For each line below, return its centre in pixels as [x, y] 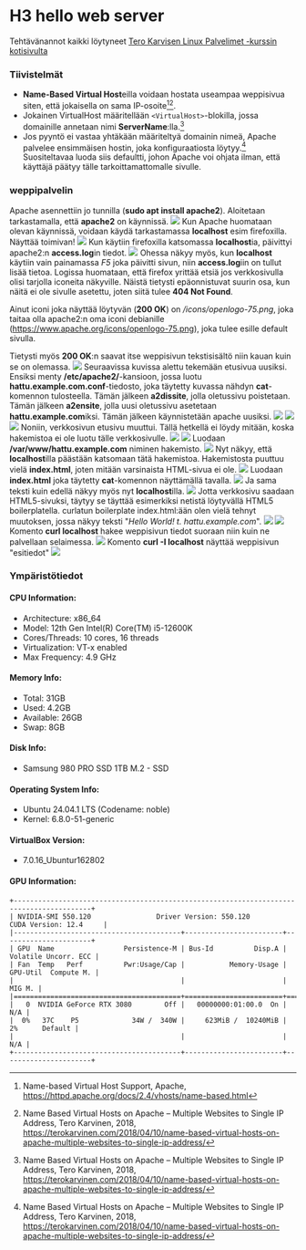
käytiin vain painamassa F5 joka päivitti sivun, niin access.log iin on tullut [146, 262]
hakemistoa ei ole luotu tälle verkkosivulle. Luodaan [117, 438]
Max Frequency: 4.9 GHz [69, 657]
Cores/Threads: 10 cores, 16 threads [91, 637]
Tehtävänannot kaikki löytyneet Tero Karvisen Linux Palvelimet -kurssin [143, 41]
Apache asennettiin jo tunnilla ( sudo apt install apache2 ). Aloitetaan [138, 210]
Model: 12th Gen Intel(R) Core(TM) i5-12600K [107, 628]
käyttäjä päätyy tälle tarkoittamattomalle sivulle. [112, 167]
